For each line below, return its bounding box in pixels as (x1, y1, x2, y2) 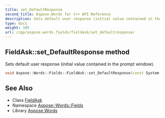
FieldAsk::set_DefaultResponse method (5, 48, 130, 56)
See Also (5, 84, 33, 93)
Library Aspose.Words (12, 107, 58, 113)
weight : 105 (5, 25, 29, 30)
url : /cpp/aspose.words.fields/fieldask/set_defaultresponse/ (5, 30, 135, 35)
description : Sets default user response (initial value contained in (5, 16, 153, 21)
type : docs (5, 21, 27, 26)
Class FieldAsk (12, 97, 43, 103)
